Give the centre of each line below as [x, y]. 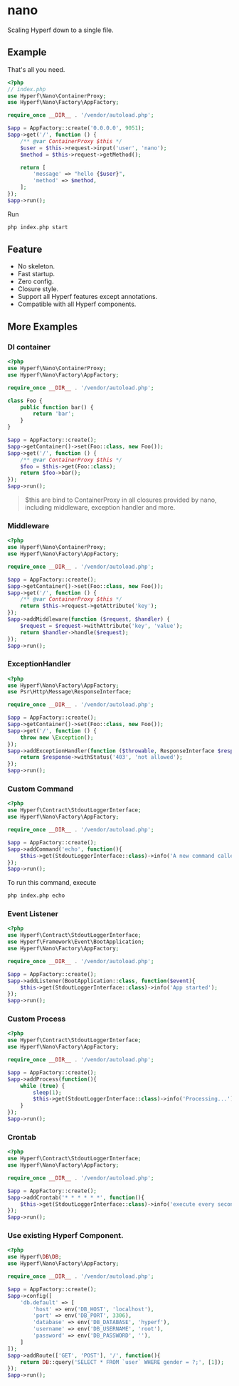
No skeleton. [36, 266]
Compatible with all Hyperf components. [77, 304]
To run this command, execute [52, 883]
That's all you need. [36, 69]
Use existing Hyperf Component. [65, 1236]
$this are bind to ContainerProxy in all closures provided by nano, [121, 500]
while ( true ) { [43, 1086]
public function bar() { [57, 407]
